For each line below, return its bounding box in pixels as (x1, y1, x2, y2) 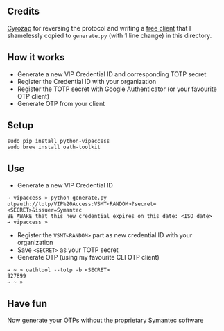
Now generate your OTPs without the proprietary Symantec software (7, 316, 204, 325)
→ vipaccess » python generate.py (7, 194, 107, 202)
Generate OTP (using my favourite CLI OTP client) (17, 253, 160, 262)
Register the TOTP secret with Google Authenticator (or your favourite (17, 85, 217, 93)
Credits (7, 6, 40, 17)
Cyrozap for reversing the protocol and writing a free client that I (7, 24, 191, 32)
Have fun (7, 298, 47, 309)
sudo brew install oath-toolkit (7, 144, 101, 151)
